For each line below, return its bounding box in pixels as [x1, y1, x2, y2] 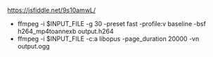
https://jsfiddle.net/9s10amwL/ [7, 6, 96, 14]
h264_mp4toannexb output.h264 [17, 27, 114, 35]
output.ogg [17, 42, 51, 50]
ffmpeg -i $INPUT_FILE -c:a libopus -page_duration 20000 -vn [17, 34, 200, 43]
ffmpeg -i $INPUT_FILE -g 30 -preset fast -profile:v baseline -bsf [17, 20, 206, 27]
